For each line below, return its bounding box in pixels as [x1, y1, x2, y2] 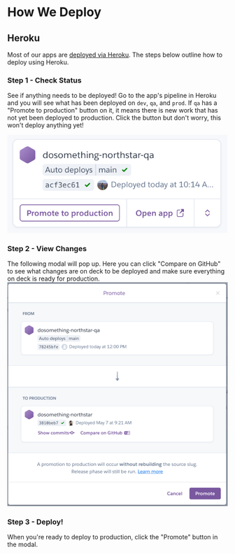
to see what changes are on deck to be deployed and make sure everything [7, 267, 225, 276]
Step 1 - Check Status [7, 75, 82, 85]
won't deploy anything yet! [7, 121, 84, 129]
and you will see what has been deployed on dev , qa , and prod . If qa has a [7, 99, 218, 107]
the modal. [7, 540, 38, 549]
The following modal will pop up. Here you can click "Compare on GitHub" [7, 260, 221, 268]
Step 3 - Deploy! [7, 517, 64, 527]
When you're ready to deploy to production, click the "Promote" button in [7, 533, 218, 541]
